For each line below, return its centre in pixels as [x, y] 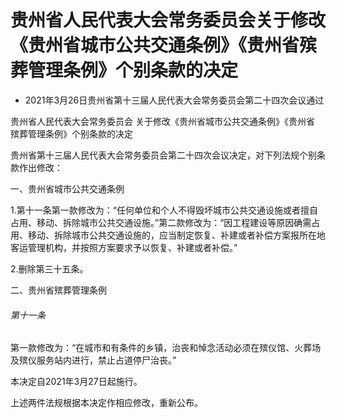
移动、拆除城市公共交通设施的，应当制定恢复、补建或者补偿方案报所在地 [176, 235]
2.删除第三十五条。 [49, 268]
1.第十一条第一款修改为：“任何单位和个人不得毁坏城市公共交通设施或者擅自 [164, 210]
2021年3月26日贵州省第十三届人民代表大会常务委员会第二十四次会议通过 [174, 100]
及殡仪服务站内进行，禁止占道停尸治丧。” [93, 360]
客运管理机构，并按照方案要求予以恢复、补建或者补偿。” [124, 247]
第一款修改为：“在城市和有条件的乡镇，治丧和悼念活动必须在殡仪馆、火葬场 [166, 348]
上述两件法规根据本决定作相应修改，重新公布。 [106, 403]
